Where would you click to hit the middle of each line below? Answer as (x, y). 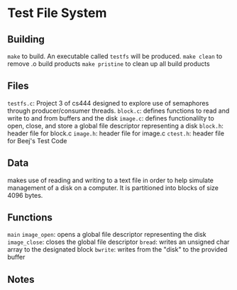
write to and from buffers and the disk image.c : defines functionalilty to (111, 118)
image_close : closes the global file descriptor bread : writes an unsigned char (118, 242)
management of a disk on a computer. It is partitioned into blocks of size (113, 188)
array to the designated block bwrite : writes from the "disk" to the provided (117, 250)
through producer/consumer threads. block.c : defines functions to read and (118, 111)
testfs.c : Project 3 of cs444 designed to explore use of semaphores (108, 103)
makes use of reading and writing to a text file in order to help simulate (111, 180)
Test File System (57, 13)
